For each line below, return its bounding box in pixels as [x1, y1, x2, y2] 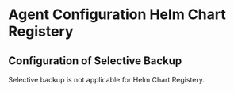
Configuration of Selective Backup [8, 54, 182, 67]
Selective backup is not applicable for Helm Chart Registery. [8, 75, 205, 84]
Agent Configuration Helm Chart [8, 6, 226, 24]
